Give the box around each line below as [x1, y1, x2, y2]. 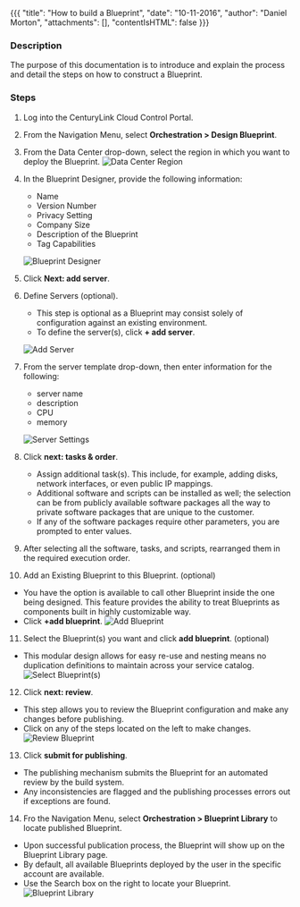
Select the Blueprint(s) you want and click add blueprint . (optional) [22, 632, 270, 643]
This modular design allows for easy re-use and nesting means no [22, 650, 267, 661]
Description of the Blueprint [36, 228, 138, 240]
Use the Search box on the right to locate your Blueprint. [22, 877, 231, 888]
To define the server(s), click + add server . [36, 326, 196, 337]
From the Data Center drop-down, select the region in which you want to [22, 147, 291, 157]
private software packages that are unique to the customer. [36, 506, 255, 517]
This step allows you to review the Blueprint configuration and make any [22, 704, 289, 715]
